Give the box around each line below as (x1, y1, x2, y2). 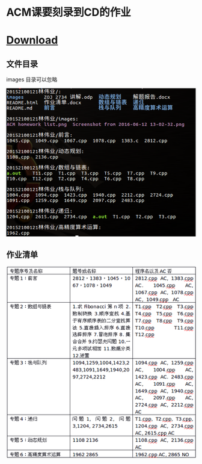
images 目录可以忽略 (6, 76, 58, 83)
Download (6, 34, 58, 47)
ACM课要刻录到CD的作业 (6, 5, 131, 19)
